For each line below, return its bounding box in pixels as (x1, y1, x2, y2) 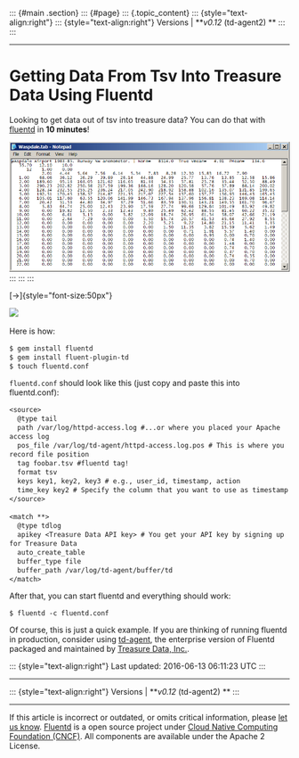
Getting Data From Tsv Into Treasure (9, 66, 282, 87)
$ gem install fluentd (9, 343, 93, 353)
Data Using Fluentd (9, 85, 154, 105)
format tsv (17, 467, 58, 476)
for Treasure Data (9, 539, 77, 548)
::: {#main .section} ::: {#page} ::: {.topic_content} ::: (9, 8, 199, 18)
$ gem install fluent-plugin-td (9, 352, 129, 362)
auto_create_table (17, 548, 86, 556)
